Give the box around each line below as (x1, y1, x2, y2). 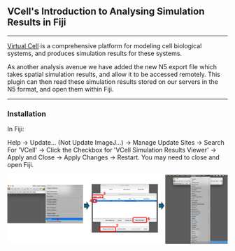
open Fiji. (7, 161, 34, 169)
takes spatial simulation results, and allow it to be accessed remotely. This (7, 70, 220, 78)
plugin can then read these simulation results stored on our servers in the (7, 77, 218, 86)
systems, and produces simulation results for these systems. (7, 49, 183, 57)
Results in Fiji (7, 17, 66, 29)
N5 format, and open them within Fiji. (7, 85, 114, 93)
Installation (7, 108, 47, 118)
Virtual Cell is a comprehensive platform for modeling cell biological (7, 41, 202, 50)
